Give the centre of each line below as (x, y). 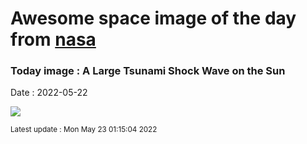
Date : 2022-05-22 (49, 93)
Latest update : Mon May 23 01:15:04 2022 (84, 130)
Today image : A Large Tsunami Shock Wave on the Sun (148, 71)
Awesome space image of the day (153, 18)
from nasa (53, 39)
